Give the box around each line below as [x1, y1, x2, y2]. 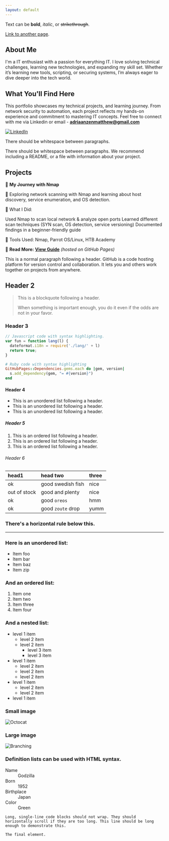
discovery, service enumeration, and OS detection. [5, 197, 111, 203]
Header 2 [5, 282, 35, 290]
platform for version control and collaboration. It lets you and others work [5, 261, 157, 267]
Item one [12, 591, 31, 597]
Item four [12, 607, 32, 613]
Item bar [12, 556, 30, 562]
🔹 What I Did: [5, 206, 33, 213]
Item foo [12, 551, 30, 557]
